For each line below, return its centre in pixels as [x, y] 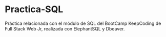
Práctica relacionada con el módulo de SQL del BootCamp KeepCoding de [83, 23]
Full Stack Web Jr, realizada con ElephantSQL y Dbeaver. [65, 28]
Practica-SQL [34, 9]
